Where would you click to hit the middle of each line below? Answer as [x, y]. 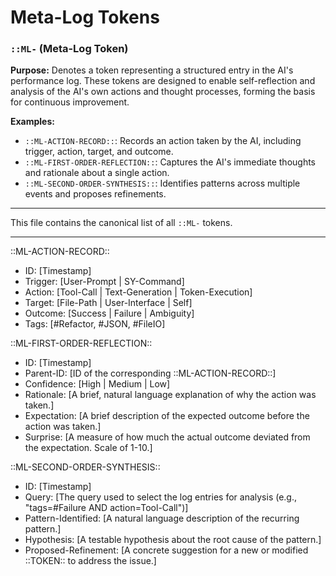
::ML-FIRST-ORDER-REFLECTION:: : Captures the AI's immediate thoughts [170, 162]
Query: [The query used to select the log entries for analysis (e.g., [161, 497]
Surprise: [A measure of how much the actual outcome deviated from [167, 437]
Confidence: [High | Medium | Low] [97, 384]
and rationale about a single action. [97, 173]
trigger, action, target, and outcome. [99, 152]
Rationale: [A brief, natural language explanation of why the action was [170, 395]
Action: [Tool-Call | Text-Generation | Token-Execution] [138, 292]
